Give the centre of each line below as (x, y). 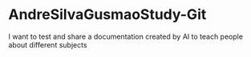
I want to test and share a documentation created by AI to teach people (125, 36)
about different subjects (48, 44)
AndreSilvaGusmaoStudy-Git (107, 15)
